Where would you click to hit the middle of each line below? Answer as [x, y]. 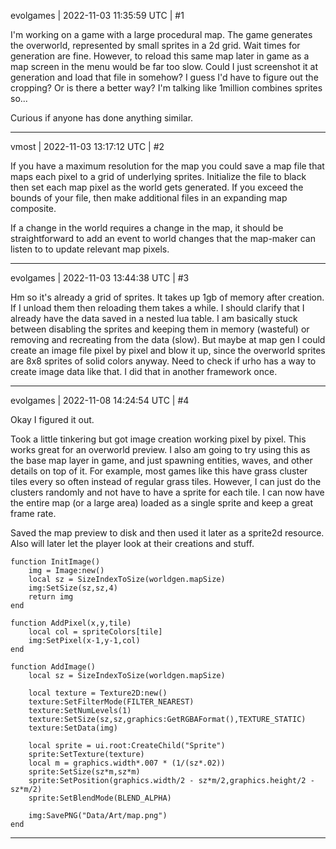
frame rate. [33, 513]
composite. [33, 208]
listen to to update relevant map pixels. [90, 249]
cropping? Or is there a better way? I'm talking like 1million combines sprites [166, 88]
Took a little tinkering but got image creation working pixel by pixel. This [158, 439]
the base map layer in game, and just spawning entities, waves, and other [161, 460]
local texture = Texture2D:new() [98, 693]
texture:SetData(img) [73, 728]
